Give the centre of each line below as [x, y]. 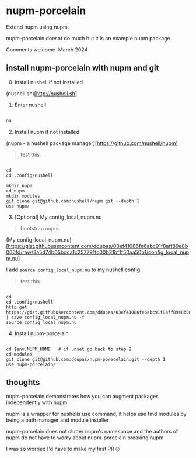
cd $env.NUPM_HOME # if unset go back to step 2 [69, 349]
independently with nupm [37, 402]
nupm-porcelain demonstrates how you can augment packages [82, 397]
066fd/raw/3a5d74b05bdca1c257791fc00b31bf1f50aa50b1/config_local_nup [98, 252]
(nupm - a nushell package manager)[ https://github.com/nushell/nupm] [92, 143]
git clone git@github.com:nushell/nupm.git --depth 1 [73, 201]
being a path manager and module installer [57, 420]
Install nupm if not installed [47, 132]
